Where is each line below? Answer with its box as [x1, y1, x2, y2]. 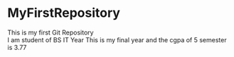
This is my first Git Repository [7, 28, 94, 37]
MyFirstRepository [7, 5, 121, 21]
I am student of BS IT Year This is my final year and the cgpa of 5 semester [7, 35, 227, 44]
